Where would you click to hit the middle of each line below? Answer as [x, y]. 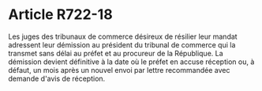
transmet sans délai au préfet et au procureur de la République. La [116, 53]
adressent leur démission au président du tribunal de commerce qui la [122, 44]
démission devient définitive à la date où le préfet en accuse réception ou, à [131, 62]
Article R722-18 [60, 15]
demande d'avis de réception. [57, 78]
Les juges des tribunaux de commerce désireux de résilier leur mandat [123, 36]
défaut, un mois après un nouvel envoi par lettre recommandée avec [119, 70]
